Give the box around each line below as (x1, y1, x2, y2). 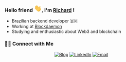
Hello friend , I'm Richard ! (4, 7, 75, 14)
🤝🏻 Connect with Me (4, 41, 54, 47)
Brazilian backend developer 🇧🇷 (11, 18, 78, 24)
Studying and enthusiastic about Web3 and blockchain (11, 29, 121, 34)
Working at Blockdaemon (11, 23, 62, 29)
